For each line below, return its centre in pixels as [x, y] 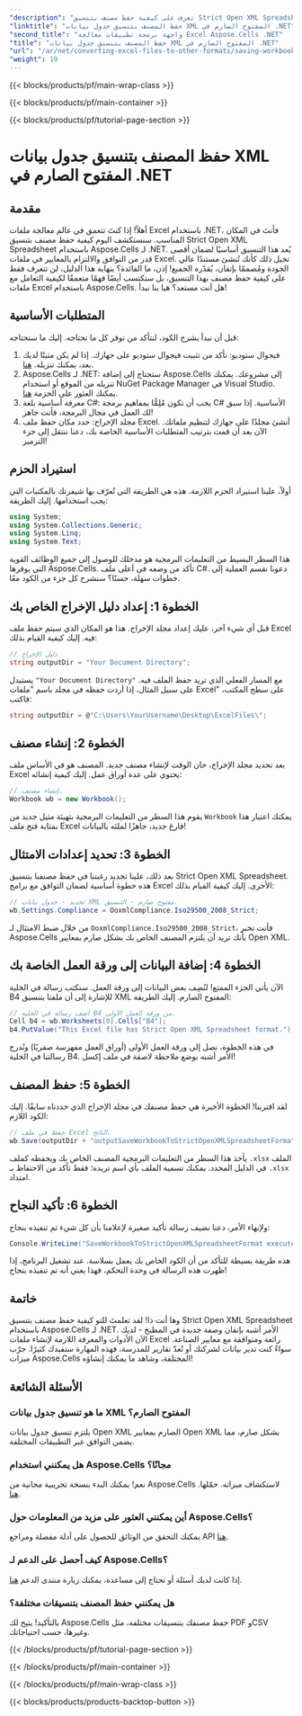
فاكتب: [21, 699]
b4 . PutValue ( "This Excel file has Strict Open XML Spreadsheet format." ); [152, 1030]
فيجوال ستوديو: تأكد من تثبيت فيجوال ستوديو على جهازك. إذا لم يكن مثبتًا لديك [151, 354]
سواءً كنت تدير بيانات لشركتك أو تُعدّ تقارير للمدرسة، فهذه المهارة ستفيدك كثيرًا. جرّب [151, 1349]
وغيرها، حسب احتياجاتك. [49, 1632]
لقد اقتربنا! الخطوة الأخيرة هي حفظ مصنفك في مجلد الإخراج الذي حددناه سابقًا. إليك [148, 1106]
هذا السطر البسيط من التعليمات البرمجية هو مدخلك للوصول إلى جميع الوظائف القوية [150, 559]
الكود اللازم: [29, 1115]
